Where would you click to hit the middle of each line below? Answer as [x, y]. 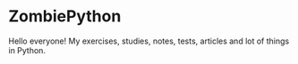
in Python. [27, 50]
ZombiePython [65, 16]
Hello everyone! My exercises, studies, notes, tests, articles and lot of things [149, 41]
